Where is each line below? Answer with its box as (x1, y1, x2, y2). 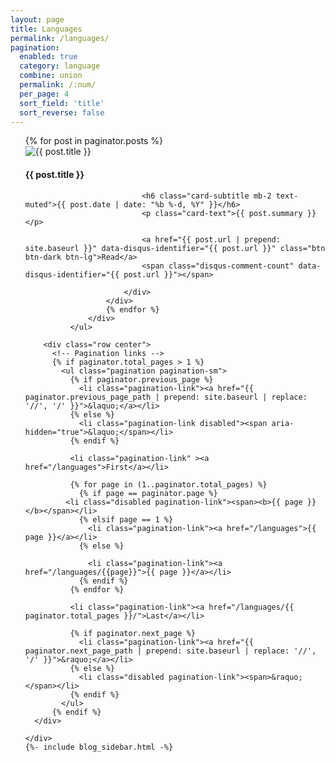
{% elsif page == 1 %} (78, 514, 174, 525)
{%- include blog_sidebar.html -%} (24, 742, 174, 752)
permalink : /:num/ (19, 80, 97, 90)
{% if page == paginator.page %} (78, 488, 218, 498)
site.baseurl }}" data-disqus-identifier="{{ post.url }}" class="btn (24, 243, 326, 253)
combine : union (19, 71, 83, 81)
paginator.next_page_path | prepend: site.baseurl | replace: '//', (24, 646, 317, 656)
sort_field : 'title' (19, 98, 105, 108)
